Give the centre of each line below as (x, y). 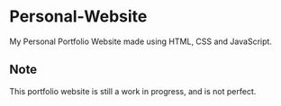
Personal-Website (78, 17)
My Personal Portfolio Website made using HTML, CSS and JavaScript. (141, 41)
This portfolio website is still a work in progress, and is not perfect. (133, 91)
